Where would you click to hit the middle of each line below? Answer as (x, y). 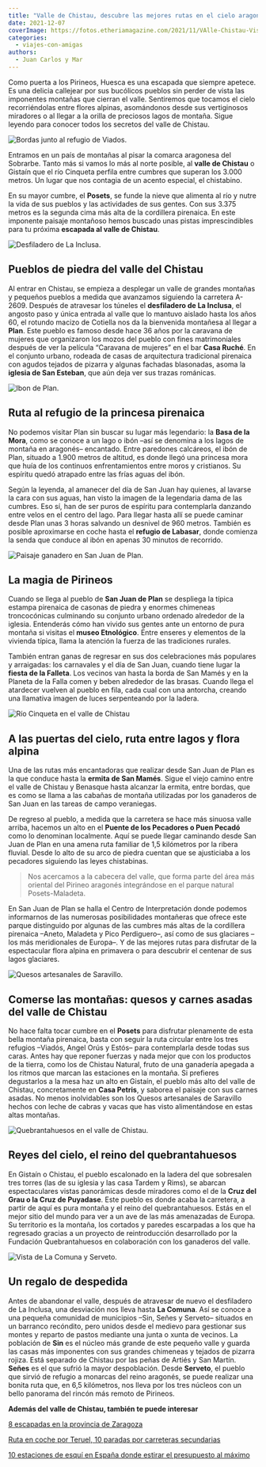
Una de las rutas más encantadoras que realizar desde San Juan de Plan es (131, 770)
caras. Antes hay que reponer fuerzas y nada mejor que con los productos (130, 1056)
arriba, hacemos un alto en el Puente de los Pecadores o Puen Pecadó (124, 827)
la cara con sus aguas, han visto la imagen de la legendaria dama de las (125, 498)
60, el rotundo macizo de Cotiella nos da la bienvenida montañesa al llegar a (133, 322)
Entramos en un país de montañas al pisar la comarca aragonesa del (120, 154)
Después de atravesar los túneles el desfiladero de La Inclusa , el (135, 305)
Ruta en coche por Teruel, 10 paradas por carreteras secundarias (114, 1439)
